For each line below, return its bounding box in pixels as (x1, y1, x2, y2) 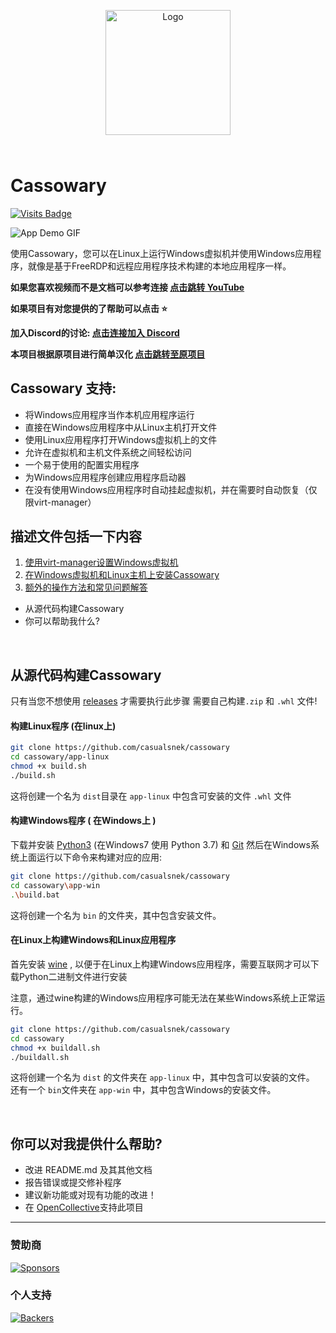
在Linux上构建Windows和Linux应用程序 (10, 934, 177, 946)
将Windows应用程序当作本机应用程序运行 (24, 408, 195, 420)
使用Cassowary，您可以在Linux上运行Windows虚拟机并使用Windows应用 (10, 247, 313, 259)
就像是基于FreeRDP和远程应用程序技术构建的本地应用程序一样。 (27, 260, 292, 272)
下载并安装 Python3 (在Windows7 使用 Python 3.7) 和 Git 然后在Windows (10, 839, 311, 851)
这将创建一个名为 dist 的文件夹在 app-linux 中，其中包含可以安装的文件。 (10, 1071, 315, 1084)
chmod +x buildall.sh (10, 1043, 101, 1053)
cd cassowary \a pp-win (10, 880, 101, 890)
